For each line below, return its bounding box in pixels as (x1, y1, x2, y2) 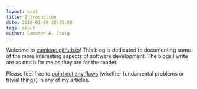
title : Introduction (6, 14, 57, 20)
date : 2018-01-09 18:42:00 (6, 19, 73, 25)
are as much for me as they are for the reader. (6, 59, 118, 66)
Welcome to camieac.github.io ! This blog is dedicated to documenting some (6, 46, 191, 53)
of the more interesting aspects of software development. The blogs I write (6, 53, 188, 60)
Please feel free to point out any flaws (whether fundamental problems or (6, 70, 185, 77)
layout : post (6, 8, 38, 15)
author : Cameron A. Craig (6, 30, 70, 36)
